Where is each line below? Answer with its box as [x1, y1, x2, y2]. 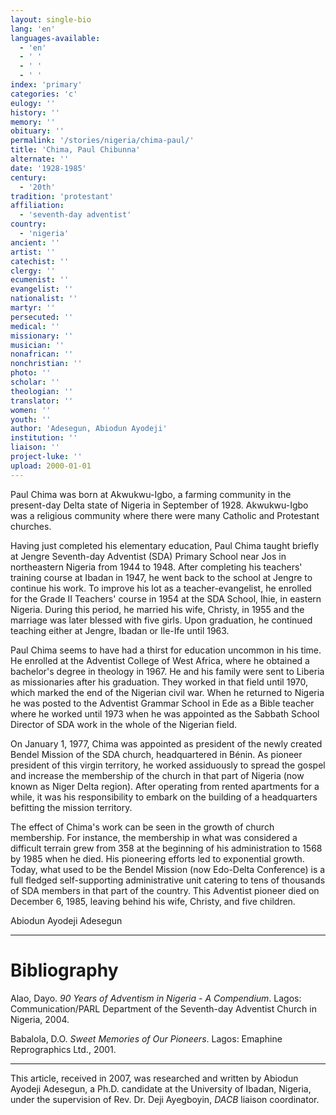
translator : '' [10, 396, 74, 406]
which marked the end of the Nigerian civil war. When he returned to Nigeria [10, 686, 325, 698]
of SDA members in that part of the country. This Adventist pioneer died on [10, 884, 320, 896]
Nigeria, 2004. [10, 1013, 70, 1025]
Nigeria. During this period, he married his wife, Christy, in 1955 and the [10, 603, 305, 615]
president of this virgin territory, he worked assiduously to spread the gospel [10, 759, 326, 771]
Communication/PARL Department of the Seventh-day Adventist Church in [10, 1002, 317, 1015]
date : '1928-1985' [10, 163, 87, 173]
